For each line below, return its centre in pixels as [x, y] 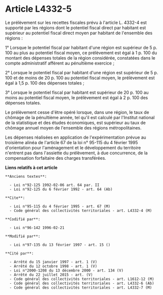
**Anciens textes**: [26, 176]
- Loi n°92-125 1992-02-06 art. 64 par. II [54, 185]
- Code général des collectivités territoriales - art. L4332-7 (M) [81, 287]
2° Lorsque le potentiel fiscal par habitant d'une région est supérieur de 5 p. [81, 72]
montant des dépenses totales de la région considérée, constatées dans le [80, 58]
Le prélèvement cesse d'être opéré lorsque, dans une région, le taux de [77, 112]
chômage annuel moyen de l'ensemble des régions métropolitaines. [73, 127]
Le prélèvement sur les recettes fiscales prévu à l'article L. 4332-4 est [76, 22]
